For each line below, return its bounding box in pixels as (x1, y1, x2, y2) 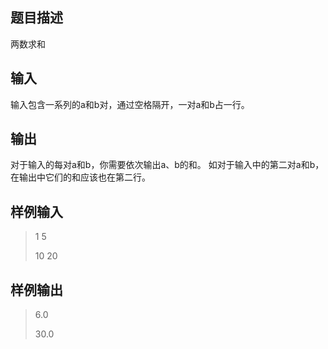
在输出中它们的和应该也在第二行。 (10, 171, 151, 183)
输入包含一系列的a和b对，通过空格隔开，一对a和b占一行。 (10, 98, 250, 110)
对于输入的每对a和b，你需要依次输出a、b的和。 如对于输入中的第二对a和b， (10, 159, 325, 171)
